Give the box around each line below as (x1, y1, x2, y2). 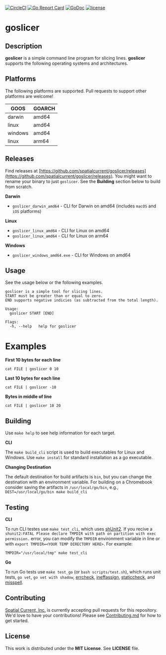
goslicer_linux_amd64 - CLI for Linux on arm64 (12, 233, 109, 239)
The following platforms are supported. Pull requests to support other (5, 88, 147, 94)
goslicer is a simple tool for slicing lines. (5, 289, 103, 294)
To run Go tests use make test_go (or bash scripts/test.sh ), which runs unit (5, 569, 161, 574)
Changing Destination (5, 464, 51, 470)
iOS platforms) (12, 208, 42, 214)
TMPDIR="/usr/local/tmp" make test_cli (5, 551, 88, 556)
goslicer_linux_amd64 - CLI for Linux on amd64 (12, 227, 110, 233)
